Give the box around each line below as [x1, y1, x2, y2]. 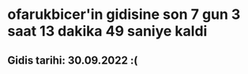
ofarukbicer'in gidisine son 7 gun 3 [7, 6, 241, 24]
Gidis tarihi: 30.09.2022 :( [7, 54, 138, 67]
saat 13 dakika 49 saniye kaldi [7, 22, 208, 40]
